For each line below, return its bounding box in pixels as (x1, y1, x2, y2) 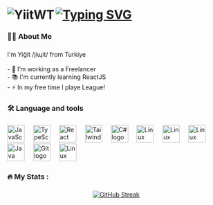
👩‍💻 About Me (7, 32, 52, 42)
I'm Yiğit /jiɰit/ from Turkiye (7, 51, 86, 59)
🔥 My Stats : (7, 172, 49, 181)
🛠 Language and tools (7, 103, 84, 113)
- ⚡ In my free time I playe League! (7, 83, 106, 91)
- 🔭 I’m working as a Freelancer (7, 65, 96, 73)
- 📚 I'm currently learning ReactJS (7, 73, 106, 81)
